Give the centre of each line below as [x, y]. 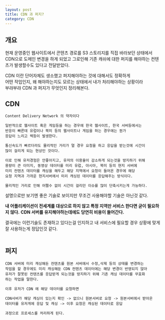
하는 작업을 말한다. [22, 279]
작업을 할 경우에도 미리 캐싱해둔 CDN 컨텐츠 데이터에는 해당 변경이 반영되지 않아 [76, 269]
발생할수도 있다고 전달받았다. [42, 65]
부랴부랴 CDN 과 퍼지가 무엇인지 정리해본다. [47, 88]
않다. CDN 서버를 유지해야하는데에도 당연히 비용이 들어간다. [67, 212]
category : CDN [20, 19]
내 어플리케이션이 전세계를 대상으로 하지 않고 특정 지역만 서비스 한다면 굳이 [76, 206]
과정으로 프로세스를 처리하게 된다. [35, 313]
